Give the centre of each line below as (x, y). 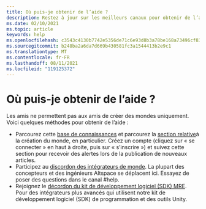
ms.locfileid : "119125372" (41, 69)
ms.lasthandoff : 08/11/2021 (42, 63)
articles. (25, 160)
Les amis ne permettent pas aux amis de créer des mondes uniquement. (98, 116)
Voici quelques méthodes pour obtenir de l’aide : (67, 122)
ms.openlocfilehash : (33, 40)
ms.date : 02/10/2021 (33, 23)
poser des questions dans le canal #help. (67, 180)
